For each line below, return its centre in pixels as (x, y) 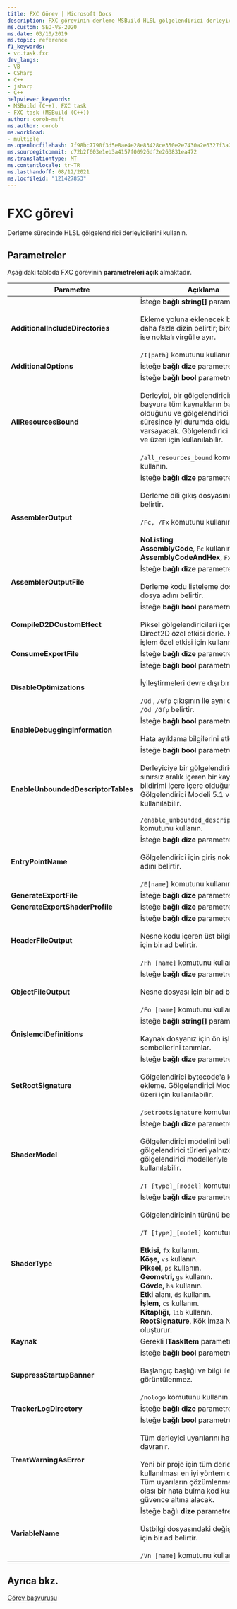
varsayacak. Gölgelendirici (184, 431)
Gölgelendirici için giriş (178, 857)
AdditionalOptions (42, 367)
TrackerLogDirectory (47, 1409)
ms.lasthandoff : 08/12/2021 (49, 172)
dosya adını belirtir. (172, 595)
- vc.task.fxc (28, 54)
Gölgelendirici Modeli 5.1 (182, 795)
